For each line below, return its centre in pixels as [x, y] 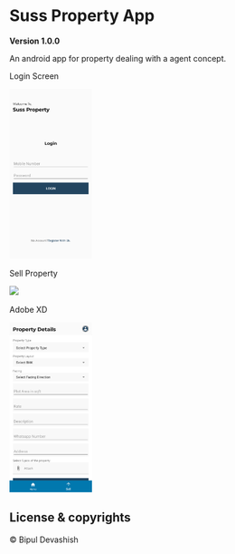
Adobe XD [28, 309]
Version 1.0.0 [35, 41]
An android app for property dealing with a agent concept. [118, 58]
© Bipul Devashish [44, 539]
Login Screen [34, 76]
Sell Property [34, 273]
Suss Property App [82, 16]
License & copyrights [70, 518]
